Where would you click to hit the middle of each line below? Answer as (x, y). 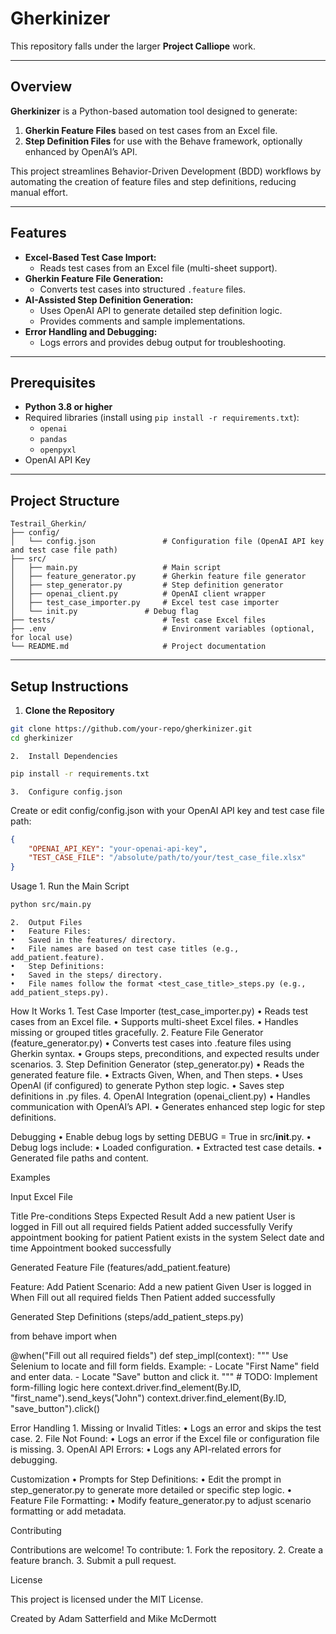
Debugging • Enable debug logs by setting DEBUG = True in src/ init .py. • (161, 1136)
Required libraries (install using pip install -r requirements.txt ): (162, 418)
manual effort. (39, 192)
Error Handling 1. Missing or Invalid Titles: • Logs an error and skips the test (166, 1428)
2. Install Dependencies (64, 756)
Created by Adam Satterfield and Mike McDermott (113, 1618)
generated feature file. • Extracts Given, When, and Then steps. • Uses (156, 1075)
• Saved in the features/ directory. (93, 940)
